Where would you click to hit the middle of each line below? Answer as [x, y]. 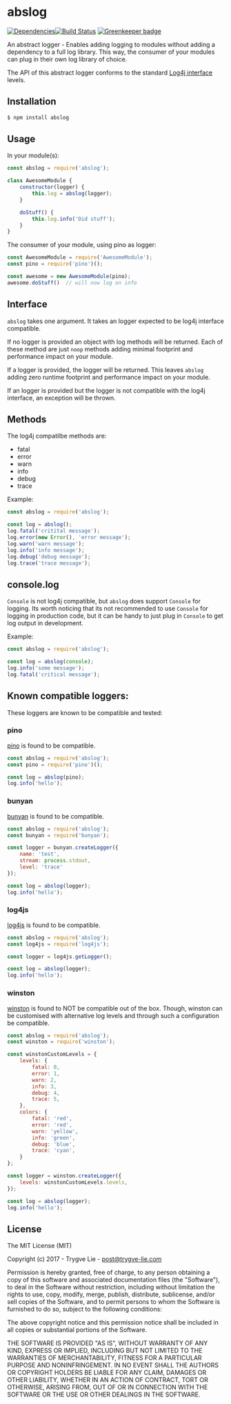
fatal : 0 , [46, 1067]
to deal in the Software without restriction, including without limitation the [111, 1287]
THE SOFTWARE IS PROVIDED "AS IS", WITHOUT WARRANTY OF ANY [108, 1343]
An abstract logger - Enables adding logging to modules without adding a [111, 44]
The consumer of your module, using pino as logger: [82, 245]
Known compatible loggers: [68, 696]
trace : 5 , [46, 1099]
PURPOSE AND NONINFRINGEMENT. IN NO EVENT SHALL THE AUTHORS [113, 1365]
